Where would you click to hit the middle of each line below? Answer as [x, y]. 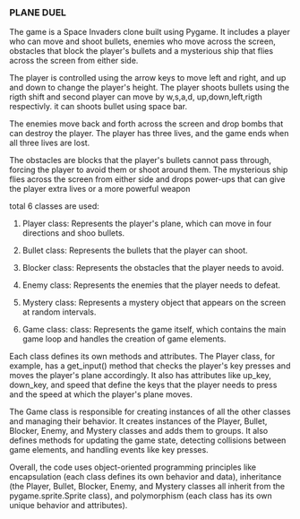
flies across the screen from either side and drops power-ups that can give [147, 179]
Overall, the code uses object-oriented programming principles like [133, 467]
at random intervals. [59, 312]
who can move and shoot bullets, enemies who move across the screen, [142, 41]
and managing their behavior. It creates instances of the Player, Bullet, [138, 421]
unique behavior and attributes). [69, 506]
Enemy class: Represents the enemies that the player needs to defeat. [151, 285]
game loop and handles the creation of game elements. [124, 339]
